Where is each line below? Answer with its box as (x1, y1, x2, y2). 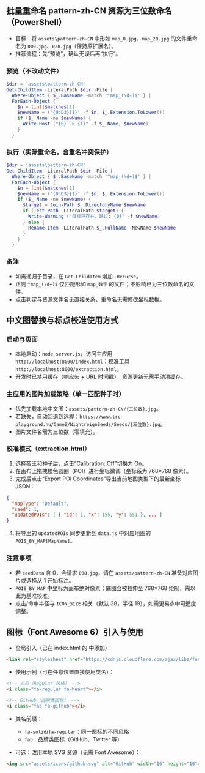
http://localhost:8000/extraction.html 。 (15, 365, 122, 373)
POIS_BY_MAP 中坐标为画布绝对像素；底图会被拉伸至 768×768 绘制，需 (15, 584, 190, 592)
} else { (22, 219, 45, 225)
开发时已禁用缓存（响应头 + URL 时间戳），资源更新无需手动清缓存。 (15, 373, 187, 381)
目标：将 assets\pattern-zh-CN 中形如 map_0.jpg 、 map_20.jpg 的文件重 (15, 34, 192, 42)
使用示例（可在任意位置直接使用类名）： (15, 668, 115, 676)
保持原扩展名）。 (76, 42, 117, 50)
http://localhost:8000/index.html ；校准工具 (15, 357, 130, 365)
